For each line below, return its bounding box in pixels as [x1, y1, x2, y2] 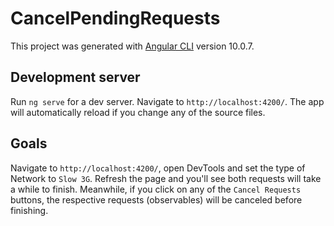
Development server [10, 69, 141, 86]
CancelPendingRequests [10, 7, 221, 30]
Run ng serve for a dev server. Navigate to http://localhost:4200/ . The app [10, 95, 325, 107]
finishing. [10, 204, 49, 216]
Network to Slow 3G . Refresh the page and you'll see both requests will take [10, 172, 322, 184]
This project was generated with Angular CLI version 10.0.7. [10, 40, 255, 52]
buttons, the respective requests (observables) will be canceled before [10, 193, 303, 206]
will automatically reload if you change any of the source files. [10, 106, 266, 118]
